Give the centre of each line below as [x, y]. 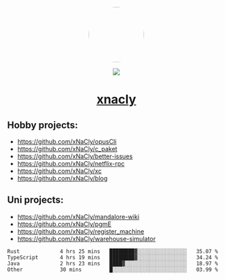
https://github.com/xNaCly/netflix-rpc [71, 164]
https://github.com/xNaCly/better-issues [75, 156]
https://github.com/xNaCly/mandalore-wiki [78, 216]
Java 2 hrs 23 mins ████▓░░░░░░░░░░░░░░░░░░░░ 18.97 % [112, 263]
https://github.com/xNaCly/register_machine [81, 231]
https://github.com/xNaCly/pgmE [64, 224]
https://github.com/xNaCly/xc [59, 171]
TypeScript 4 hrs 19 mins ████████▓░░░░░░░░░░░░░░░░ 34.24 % [112, 257]
